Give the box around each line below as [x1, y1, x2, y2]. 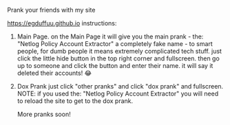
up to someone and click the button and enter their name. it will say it [17, 62, 213, 69]
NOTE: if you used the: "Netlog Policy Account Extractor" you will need [17, 89, 219, 98]
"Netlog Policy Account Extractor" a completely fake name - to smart [17, 40, 213, 47]
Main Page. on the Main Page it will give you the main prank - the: [17, 32, 204, 41]
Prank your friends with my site [7, 6, 96, 14]
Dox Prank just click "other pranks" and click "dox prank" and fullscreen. [17, 82, 224, 90]
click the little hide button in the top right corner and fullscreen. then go [17, 54, 220, 62]
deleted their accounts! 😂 [17, 69, 92, 77]
